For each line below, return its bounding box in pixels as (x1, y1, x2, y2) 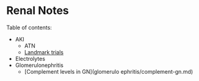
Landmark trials (24, 48, 64, 55)
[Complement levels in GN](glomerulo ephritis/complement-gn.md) (24, 68, 194, 75)
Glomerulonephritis (15, 62, 64, 69)
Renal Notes (6, 4, 69, 18)
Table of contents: (6, 24, 52, 31)
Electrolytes (15, 55, 46, 62)
